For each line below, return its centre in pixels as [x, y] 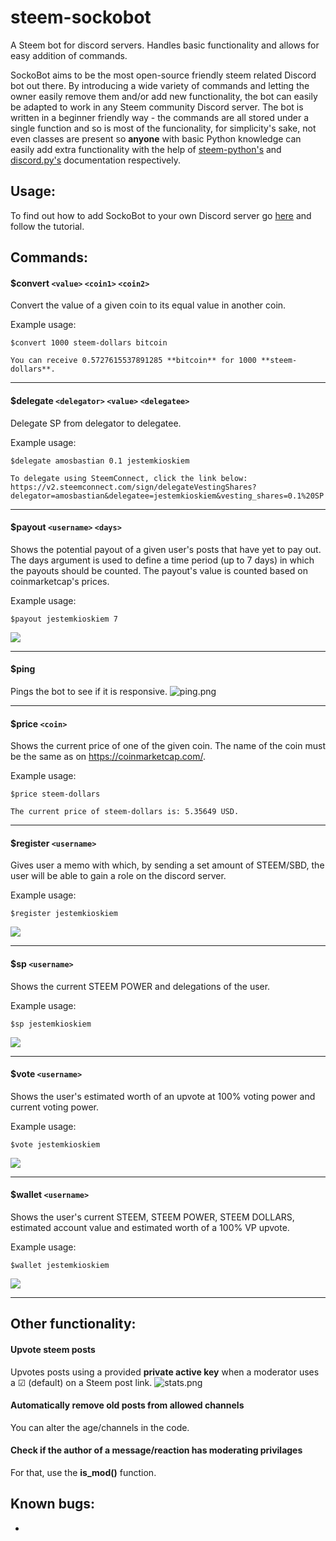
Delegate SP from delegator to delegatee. [96, 423]
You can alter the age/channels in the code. [100, 1427]
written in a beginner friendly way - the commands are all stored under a [159, 117]
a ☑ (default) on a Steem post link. [81, 1382]
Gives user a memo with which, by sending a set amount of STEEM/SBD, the [167, 865]
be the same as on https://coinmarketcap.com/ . [108, 757]
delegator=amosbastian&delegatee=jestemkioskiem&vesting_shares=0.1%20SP [167, 496]
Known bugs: [53, 1504]
